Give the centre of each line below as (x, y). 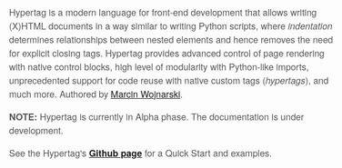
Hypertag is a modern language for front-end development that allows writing (163, 12)
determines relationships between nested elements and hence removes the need (171, 40)
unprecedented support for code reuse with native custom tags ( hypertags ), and (169, 80)
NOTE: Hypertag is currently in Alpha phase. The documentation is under (157, 117)
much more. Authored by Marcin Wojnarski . (96, 94)
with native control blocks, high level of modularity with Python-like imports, (159, 67)
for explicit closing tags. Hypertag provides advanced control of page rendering (167, 53)
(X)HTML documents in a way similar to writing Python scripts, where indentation (171, 26)
